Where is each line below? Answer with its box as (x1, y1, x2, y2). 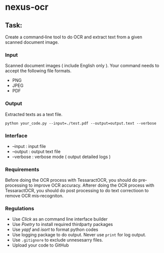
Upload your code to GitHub (12, 242, 70, 248)
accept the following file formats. (5, 68, 72, 74)
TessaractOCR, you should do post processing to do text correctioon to (5, 188, 149, 194)
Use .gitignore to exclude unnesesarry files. (12, 237, 103, 243)
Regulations (5, 205, 34, 212)
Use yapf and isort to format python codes (12, 226, 98, 232)
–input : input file (12, 143, 46, 149)
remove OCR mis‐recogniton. (5, 193, 64, 199)
